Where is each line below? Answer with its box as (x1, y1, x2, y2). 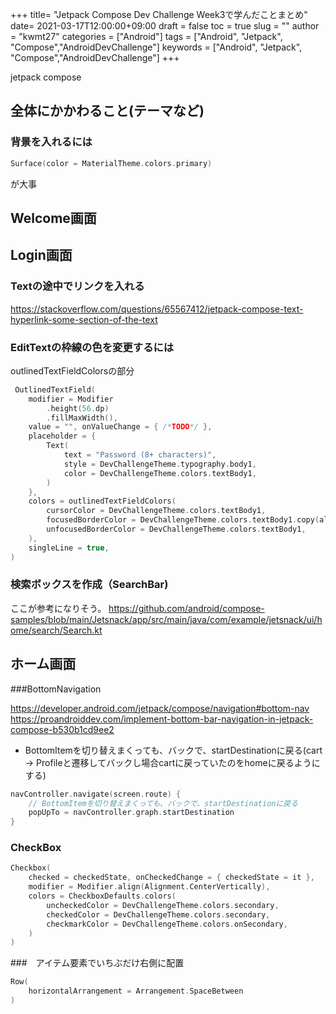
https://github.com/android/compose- (108, 602, 265, 614)
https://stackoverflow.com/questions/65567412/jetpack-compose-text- (10, 303, 304, 315)
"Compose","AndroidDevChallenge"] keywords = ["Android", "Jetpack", (10, 41, 303, 53)
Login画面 (10, 247, 73, 264)
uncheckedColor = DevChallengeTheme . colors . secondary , (46, 900, 280, 910)
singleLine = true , (28, 543, 110, 553)
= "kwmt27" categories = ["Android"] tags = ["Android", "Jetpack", (10, 31, 283, 42)
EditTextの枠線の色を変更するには (10, 340, 175, 354)
